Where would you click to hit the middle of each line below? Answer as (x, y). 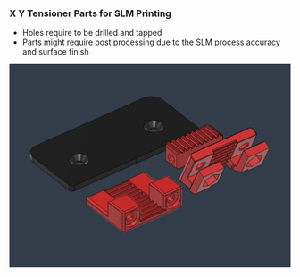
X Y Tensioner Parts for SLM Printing (90, 13)
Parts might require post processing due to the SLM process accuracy (151, 42)
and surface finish (55, 52)
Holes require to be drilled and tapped (92, 33)
